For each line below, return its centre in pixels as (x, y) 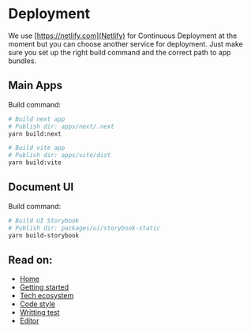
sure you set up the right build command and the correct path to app (120, 52)
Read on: (30, 260)
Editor (29, 321)
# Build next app (37, 119)
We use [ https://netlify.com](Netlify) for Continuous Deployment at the (123, 36)
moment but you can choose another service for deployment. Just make (126, 43)
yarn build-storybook (44, 235)
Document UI (41, 187)
